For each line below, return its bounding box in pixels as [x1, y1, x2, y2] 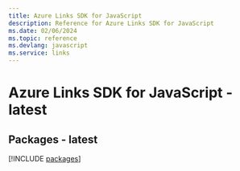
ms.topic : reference [8, 34, 78, 43]
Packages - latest [8, 132, 98, 146]
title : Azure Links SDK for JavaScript [8, 11, 143, 20]
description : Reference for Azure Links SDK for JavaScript [8, 19, 215, 27]
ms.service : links [8, 49, 70, 57]
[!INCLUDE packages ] [8, 154, 81, 163]
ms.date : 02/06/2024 [8, 26, 78, 35]
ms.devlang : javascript [8, 42, 89, 50]
